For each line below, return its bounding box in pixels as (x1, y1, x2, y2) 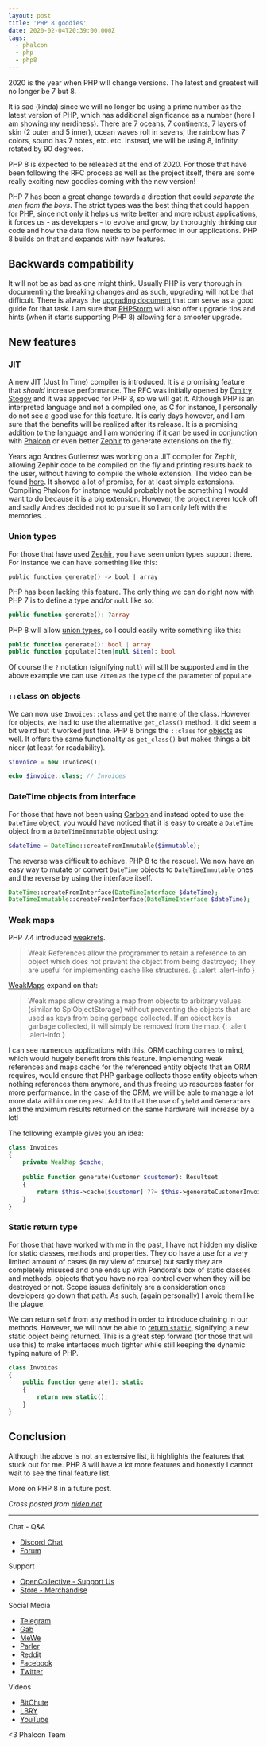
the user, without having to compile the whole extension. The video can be (8, 469, 253, 478)
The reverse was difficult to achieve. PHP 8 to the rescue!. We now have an (8, 856, 255, 865)
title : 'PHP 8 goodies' (8, 19, 87, 27)
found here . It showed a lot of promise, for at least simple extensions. (8, 477, 235, 486)
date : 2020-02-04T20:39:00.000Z (8, 26, 115, 34)
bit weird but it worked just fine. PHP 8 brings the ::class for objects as (8, 725, 243, 735)
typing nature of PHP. (8, 1348, 79, 1357)
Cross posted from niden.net (8, 1498, 103, 1509)
